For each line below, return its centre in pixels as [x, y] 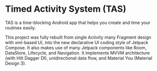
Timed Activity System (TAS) [66, 9]
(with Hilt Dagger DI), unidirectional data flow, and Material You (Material [79, 58]
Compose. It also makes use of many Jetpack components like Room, [76, 47]
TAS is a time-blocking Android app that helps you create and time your [78, 23]
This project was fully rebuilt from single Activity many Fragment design [78, 37]
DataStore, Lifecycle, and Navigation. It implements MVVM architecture [78, 53]
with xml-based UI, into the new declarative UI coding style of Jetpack [77, 42]
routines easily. [20, 27]
